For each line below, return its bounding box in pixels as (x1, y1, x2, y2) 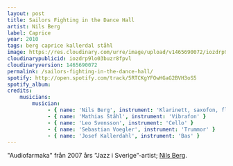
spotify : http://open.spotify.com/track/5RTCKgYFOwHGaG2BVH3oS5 (7, 74, 197, 82)
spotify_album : (7, 81, 51, 88)
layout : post (7, 10, 45, 17)
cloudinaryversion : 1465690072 (7, 62, 98, 68)
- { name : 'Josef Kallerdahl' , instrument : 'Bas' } (47, 132, 200, 139)
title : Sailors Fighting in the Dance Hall (7, 17, 135, 24)
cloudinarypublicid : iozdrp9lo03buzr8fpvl (7, 55, 132, 62)
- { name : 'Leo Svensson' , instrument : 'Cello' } (47, 119, 194, 127)
